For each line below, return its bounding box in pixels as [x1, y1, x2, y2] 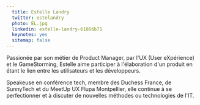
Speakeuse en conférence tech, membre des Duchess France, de [6, 79, 172, 86]
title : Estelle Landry [12, 9, 70, 15]
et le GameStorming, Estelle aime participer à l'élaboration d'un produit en [6, 60, 193, 68]
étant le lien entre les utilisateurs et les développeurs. [6, 67, 141, 74]
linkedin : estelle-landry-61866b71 [12, 26, 103, 32]
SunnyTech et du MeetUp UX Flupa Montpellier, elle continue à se [6, 85, 172, 92]
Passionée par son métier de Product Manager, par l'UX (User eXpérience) [6, 54, 194, 61]
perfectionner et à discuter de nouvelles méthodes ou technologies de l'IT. [6, 92, 194, 99]
